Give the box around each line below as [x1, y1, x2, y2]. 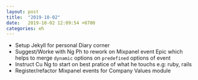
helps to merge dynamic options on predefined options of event [14, 54, 171, 61]
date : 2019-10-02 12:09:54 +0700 [6, 20, 96, 26]
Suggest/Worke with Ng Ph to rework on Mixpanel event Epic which [14, 48, 183, 56]
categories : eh [6, 25, 45, 32]
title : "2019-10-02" [6, 14, 61, 20]
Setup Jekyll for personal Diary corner [14, 42, 110, 49]
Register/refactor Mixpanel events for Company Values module [14, 67, 172, 75]
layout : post [6, 8, 39, 15]
